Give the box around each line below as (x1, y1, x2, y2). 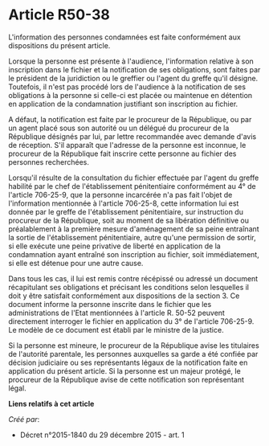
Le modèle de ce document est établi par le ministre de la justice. (8, 325, 224, 334)
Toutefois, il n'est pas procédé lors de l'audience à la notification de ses (8, 82, 247, 92)
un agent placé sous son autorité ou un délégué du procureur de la (8, 123, 230, 133)
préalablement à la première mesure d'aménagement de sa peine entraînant (8, 223, 259, 234)
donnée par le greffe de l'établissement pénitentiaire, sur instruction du (8, 207, 243, 216)
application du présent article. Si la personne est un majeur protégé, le (8, 366, 241, 375)
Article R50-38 (8, 6, 111, 24)
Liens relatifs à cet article (8, 399, 95, 408)
